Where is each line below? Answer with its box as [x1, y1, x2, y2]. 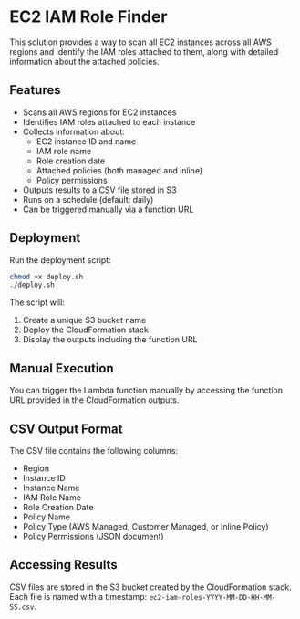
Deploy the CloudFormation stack [22, 324, 149, 335]
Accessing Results [9, 557, 119, 572]
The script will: [9, 297, 66, 308]
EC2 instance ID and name [36, 135, 137, 147]
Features [9, 82, 61, 98]
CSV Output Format [9, 421, 123, 436]
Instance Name [22, 482, 80, 493]
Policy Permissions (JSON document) [22, 530, 164, 541]
